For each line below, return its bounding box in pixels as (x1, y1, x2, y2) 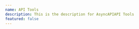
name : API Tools (5, 7, 39, 12)
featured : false (5, 16, 39, 21)
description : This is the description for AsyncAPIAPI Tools (5, 12, 135, 17)
